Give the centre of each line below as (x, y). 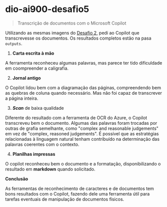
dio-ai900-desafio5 (47, 9)
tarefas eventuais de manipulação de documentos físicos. (65, 199)
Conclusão (17, 178)
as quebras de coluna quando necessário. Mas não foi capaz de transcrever (84, 93)
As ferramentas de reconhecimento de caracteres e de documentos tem (79, 188)
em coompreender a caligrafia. (37, 68)
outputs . (14, 43)
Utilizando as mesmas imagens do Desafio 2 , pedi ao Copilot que (72, 33)
